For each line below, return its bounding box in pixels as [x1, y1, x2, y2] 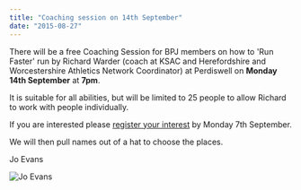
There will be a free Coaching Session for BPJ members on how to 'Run [9, 46, 274, 56]
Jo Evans [9, 153, 44, 164]
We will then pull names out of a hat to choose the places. [9, 136, 224, 147]
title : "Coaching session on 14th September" [9, 13, 182, 22]
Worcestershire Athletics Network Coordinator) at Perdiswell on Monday [9, 65, 278, 76]
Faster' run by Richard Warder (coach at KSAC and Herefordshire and [9, 56, 267, 66]
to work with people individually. [9, 101, 129, 112]
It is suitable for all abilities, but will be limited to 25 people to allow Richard [9, 91, 287, 103]
